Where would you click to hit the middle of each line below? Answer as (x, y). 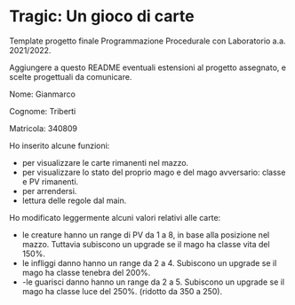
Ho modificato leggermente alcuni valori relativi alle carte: (115, 217)
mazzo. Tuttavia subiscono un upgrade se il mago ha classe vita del (146, 244)
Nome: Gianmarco (42, 94)
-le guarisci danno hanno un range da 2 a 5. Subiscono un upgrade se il (153, 282)
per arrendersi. (49, 191)
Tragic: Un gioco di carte (102, 16)
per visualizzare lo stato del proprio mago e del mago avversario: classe (154, 172)
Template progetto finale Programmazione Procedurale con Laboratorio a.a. (147, 41)
